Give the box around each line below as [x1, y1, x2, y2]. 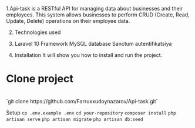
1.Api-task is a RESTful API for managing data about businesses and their [6, 5, 183, 12]
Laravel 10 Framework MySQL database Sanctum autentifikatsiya [14, 41, 172, 47]
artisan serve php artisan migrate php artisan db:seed [6, 116, 144, 122]
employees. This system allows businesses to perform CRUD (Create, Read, [6, 11, 190, 18]
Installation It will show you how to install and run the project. [14, 52, 163, 58]
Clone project [6, 72, 73, 86]
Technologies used [14, 29, 61, 36]
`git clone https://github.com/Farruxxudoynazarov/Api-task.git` [6, 97, 158, 105]
